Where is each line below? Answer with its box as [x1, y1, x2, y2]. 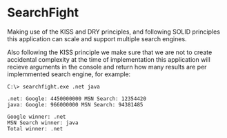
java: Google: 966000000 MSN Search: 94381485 [7, 101, 144, 108]
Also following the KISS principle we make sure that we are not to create [7, 48, 213, 56]
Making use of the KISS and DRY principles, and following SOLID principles [7, 27, 221, 36]
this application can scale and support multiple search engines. [7, 34, 188, 43]
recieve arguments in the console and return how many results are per [7, 62, 207, 71]
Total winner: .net [7, 125, 63, 132]
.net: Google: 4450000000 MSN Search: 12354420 [7, 95, 147, 102]
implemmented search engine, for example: [7, 70, 131, 78]
